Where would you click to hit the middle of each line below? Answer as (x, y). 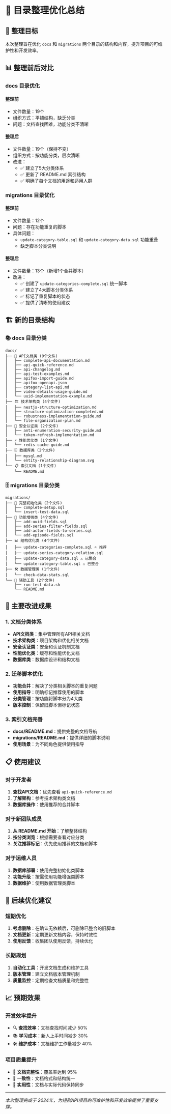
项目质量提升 (21, 1060)
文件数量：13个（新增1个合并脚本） (49, 271)
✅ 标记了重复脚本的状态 (45, 296)
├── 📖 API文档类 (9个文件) (32, 356)
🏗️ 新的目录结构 (30, 320)
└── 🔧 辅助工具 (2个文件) (30, 581)
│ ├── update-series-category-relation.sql (54, 553)
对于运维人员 (21, 858)
